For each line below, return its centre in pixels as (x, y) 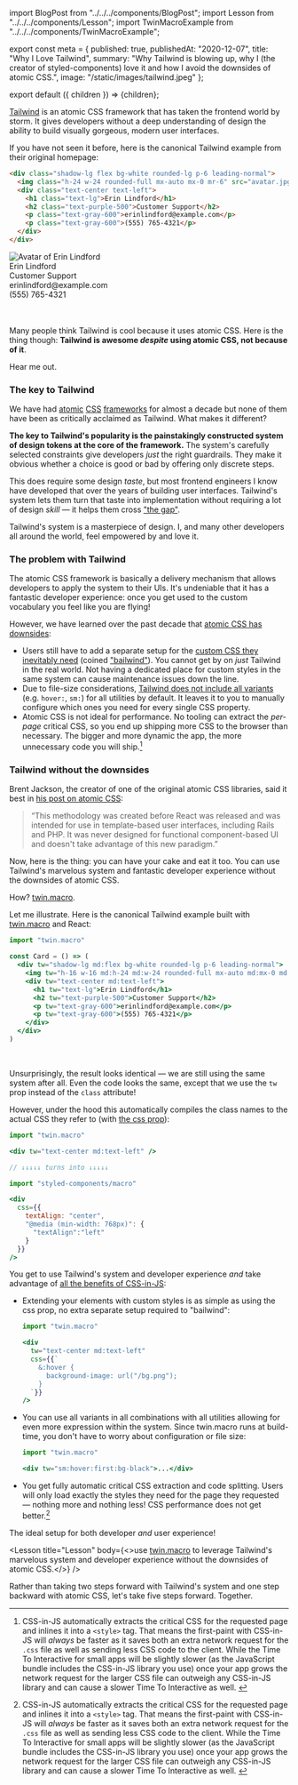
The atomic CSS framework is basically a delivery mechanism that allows (143, 579)
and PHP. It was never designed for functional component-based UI (155, 835)
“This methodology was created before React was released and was (156, 816)
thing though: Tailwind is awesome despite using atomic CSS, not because (149, 340)
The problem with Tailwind (67, 559)
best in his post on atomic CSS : (67, 798)
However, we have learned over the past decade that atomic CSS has (136, 624)
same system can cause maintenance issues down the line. (130, 679)
